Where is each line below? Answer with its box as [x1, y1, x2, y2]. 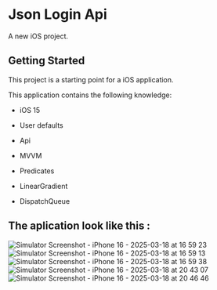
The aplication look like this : [8, 219, 150, 233]
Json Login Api [8, 5, 107, 24]
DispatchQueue [19, 196, 71, 205]
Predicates [19, 166, 55, 176]
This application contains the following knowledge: [8, 90, 172, 100]
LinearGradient [19, 181, 68, 190]
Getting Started [8, 54, 85, 67]
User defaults [19, 120, 64, 130]
